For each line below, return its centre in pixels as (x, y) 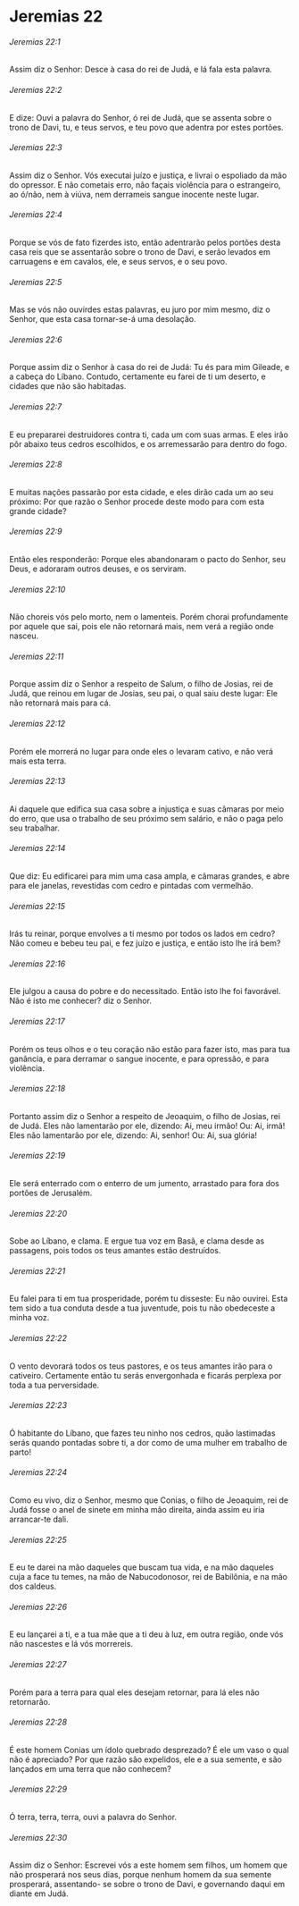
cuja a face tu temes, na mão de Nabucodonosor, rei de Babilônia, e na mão (149, 1577)
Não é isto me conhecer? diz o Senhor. (80, 1001)
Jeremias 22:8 (36, 464)
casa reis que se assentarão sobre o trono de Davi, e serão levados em (140, 252)
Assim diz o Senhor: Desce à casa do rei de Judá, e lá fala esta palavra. (141, 70)
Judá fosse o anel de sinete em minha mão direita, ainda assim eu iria (137, 1510)
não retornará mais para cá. (60, 703)
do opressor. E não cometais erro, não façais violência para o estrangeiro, (145, 184)
